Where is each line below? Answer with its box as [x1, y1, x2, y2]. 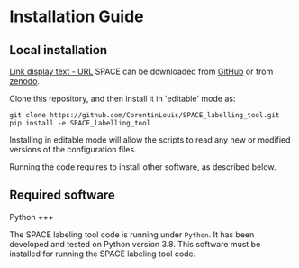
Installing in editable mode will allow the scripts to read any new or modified [9, 134, 291, 145]
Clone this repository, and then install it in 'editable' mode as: [9, 93, 236, 104]
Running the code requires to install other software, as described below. [9, 162, 276, 172]
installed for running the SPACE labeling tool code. [9, 248, 196, 259]
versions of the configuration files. [9, 144, 137, 154]
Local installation [9, 42, 108, 58]
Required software [9, 188, 115, 203]
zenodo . [9, 76, 41, 87]
